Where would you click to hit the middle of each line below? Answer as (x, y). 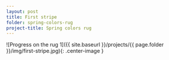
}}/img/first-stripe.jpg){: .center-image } (55, 51)
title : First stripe (32, 17)
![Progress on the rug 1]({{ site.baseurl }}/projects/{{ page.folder (85, 45)
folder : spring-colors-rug (40, 22)
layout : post (22, 11)
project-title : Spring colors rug (49, 28)
